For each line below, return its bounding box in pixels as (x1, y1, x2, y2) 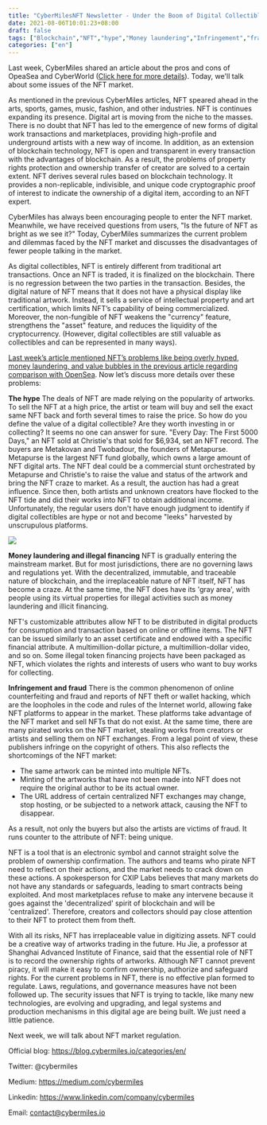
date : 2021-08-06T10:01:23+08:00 (8, 19, 119, 27)
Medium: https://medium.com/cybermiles (8, 1077, 144, 1087)
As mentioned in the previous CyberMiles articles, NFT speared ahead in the (8, 95, 258, 105)
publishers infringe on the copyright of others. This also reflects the (8, 742, 230, 752)
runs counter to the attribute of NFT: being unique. (8, 832, 173, 842)
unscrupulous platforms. (8, 520, 89, 530)
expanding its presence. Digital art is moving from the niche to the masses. (8, 112, 253, 122)
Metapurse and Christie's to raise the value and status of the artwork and (8, 470, 248, 480)
